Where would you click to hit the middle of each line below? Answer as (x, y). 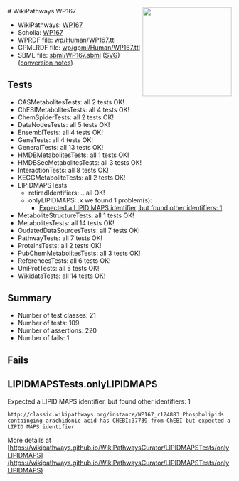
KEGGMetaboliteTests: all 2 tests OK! (71, 178)
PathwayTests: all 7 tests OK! (60, 238)
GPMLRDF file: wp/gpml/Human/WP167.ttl (79, 48)
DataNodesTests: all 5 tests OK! (64, 124)
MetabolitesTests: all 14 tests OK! (66, 222)
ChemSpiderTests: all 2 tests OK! (66, 117)
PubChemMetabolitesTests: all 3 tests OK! (79, 253)
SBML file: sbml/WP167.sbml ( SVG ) (69, 55)
